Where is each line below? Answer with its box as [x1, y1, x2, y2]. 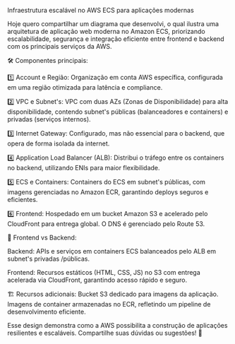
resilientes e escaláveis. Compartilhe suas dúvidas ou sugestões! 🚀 [7, 328, 203, 337]
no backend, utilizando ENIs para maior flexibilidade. [7, 164, 160, 172]
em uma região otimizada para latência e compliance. [7, 83, 163, 91]
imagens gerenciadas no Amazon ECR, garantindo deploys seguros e [7, 188, 209, 196]
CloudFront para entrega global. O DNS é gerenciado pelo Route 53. [7, 220, 205, 228]
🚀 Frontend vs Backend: [7, 233, 77, 242]
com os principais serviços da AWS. [7, 42, 112, 50]
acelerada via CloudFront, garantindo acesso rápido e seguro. [7, 275, 188, 284]
